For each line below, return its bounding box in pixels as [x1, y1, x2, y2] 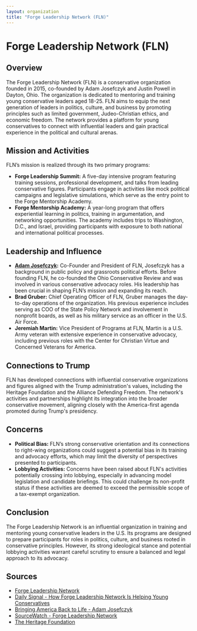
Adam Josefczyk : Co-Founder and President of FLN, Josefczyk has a [14, 262, 185, 269]
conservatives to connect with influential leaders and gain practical [6, 122, 169, 130]
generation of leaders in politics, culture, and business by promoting [6, 104, 172, 111]
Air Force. [14, 318, 39, 326]
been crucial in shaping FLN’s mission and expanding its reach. [14, 287, 168, 294]
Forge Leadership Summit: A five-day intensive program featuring [14, 173, 176, 180]
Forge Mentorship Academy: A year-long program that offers [14, 204, 165, 211]
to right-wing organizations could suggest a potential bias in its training [14, 446, 187, 453]
